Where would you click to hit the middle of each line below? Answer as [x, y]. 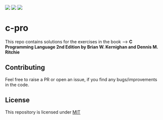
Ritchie [13, 52]
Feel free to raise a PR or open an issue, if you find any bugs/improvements [81, 79]
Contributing [25, 68]
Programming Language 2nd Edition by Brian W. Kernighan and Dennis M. [82, 47]
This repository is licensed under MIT [43, 112]
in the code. [17, 85]
